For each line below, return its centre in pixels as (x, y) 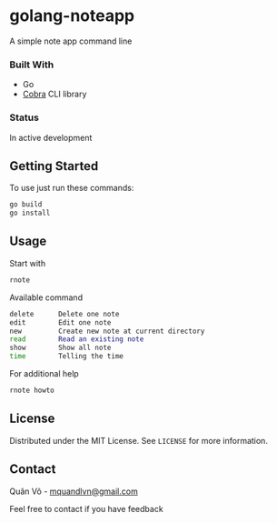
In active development (51, 137)
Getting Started (54, 166)
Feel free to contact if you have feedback (86, 508)
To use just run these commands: (72, 188)
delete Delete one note (64, 314)
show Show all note (60, 348)
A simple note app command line (71, 41)
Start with (28, 263)
